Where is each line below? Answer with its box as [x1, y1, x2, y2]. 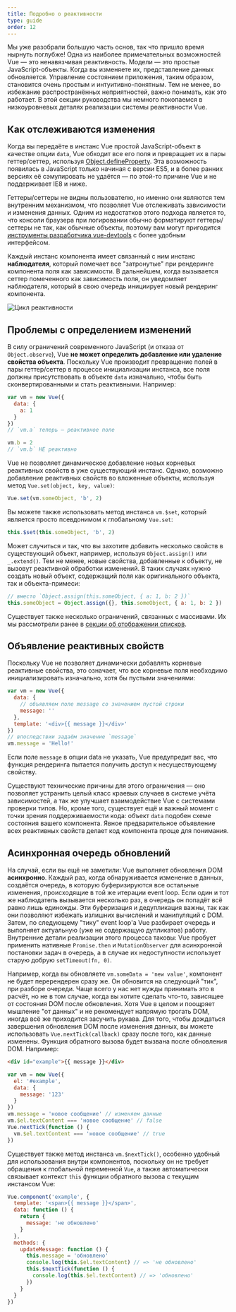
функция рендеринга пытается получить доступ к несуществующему [7, 760, 217, 769]
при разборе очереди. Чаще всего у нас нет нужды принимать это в [7, 985, 215, 993]
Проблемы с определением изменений [7, 324, 192, 336]
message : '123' [20, 1091, 65, 1098]
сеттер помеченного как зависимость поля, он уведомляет [7, 275, 187, 283]
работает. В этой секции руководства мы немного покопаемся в [7, 95, 203, 104]
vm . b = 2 [7, 439, 33, 447]
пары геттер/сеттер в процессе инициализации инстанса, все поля [7, 365, 210, 373]
